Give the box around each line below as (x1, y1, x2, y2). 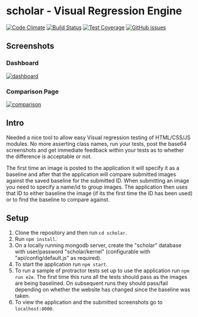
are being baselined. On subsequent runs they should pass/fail (14, 280, 168, 287)
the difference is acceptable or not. (6, 153, 92, 160)
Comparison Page (6, 87, 59, 96)
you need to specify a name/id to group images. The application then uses (6, 183, 188, 190)
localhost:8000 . (14, 305, 55, 312)
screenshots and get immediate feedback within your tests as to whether (6, 146, 184, 153)
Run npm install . (14, 235, 58, 242)
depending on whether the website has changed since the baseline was (14, 285, 191, 293)
